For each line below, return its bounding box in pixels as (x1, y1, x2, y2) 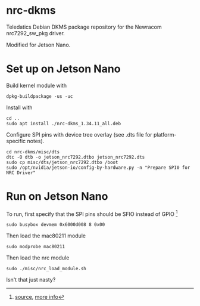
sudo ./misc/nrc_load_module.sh (6, 266, 86, 272)
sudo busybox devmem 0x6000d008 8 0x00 (6, 222, 105, 228)
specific (6, 137, 26, 144)
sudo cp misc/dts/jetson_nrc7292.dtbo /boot (6, 159, 118, 165)
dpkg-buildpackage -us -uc (6, 93, 73, 99)
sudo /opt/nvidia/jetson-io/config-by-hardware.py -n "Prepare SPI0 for (6, 165, 190, 171)
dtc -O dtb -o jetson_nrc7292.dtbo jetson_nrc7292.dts (6, 154, 145, 160)
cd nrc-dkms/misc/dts (6, 149, 60, 155)
